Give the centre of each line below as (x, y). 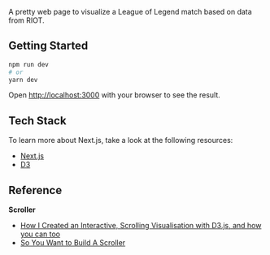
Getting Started (48, 46)
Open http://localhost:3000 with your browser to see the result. (115, 95)
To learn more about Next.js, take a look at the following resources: (121, 140)
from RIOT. (26, 20)
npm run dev (28, 64)
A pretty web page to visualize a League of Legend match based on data (130, 12)
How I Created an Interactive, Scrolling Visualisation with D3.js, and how (141, 226)
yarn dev (23, 80)
